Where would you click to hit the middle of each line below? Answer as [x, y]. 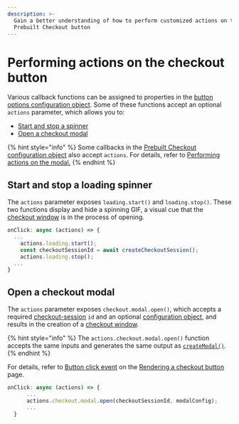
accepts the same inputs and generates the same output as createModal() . [117, 346]
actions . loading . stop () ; [57, 257]
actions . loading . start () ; [59, 243]
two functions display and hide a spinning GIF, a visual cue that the [106, 210]
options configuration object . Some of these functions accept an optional [115, 105]
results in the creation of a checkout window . [73, 324]
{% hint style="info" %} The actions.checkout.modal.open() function [108, 338]
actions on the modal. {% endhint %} [62, 163]
